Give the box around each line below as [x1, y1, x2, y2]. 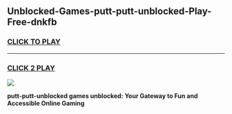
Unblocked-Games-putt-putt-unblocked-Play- [7, 6, 212, 17]
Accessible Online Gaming [7, 99, 85, 107]
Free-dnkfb [7, 17, 57, 28]
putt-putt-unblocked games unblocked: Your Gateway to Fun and [7, 91, 198, 99]
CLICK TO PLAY [7, 37, 61, 47]
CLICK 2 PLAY [7, 63, 55, 73]
